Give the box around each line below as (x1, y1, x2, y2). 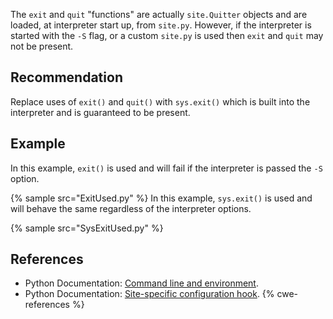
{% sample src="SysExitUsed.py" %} (10, 222, 164, 234)
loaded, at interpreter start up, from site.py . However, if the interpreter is (10, 19, 312, 31)
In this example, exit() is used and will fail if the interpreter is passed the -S (10, 162, 323, 174)
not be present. (10, 40, 74, 52)
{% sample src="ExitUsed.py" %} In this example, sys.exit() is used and (10, 192, 313, 204)
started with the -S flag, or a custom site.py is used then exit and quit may (10, 30, 324, 41)
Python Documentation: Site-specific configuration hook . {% (24, 288, 275, 300)
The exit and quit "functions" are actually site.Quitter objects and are (10, 9, 308, 20)
